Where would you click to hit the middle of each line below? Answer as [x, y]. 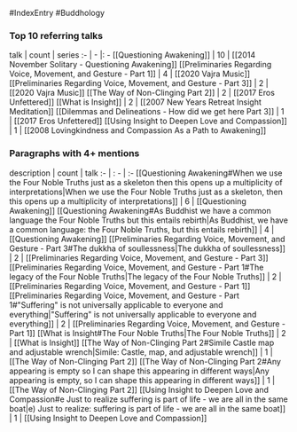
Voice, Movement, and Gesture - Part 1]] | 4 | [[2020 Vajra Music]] [130, 74]
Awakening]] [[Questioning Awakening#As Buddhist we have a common [141, 210]
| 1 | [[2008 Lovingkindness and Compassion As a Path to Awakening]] [138, 130]
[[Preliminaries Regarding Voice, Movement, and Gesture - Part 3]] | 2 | [139, 83]
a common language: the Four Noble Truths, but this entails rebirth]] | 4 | [142, 229]
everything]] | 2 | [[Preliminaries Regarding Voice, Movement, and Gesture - [148, 324]
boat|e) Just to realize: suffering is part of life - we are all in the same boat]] [148, 408]
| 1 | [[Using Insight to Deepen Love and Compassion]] [108, 418]
